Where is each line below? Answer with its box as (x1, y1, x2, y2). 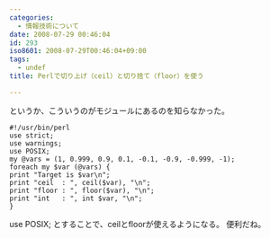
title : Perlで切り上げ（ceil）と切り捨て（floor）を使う (9, 72, 204, 81)
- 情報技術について (17, 22, 79, 31)
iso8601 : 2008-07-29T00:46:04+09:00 (9, 47, 147, 56)
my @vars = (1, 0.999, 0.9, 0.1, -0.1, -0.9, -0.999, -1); (9, 154, 236, 163)
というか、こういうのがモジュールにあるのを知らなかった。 (9, 105, 229, 116)
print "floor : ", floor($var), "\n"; (9, 186, 155, 195)
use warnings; (9, 138, 63, 148)
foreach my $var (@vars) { (9, 163, 111, 172)
